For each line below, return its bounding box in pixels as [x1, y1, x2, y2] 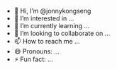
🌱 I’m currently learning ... [13, 22, 90, 30]
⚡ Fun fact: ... [13, 55, 53, 63]
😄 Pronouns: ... [13, 47, 60, 56]
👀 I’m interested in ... [13, 14, 74, 23]
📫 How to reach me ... [13, 37, 80, 45]
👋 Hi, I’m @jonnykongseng [13, 7, 91, 15]
